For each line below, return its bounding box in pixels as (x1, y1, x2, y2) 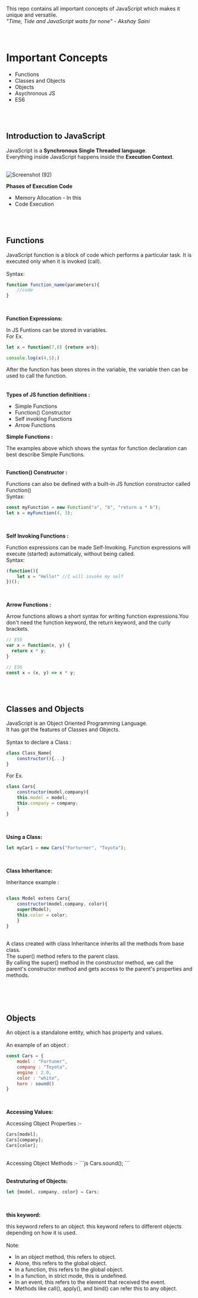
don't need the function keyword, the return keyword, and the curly (6, 619, 171, 626)
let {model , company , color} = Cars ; (6, 1189, 100, 1195)
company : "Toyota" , (17, 1064, 68, 1070)
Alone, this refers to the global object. (14, 1259, 108, 1266)
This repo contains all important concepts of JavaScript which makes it (6, 5, 180, 12)
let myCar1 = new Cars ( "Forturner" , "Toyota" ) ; (6, 845, 127, 851)
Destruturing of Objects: (6, 1177, 68, 1184)
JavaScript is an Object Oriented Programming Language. (6, 719, 147, 727)
